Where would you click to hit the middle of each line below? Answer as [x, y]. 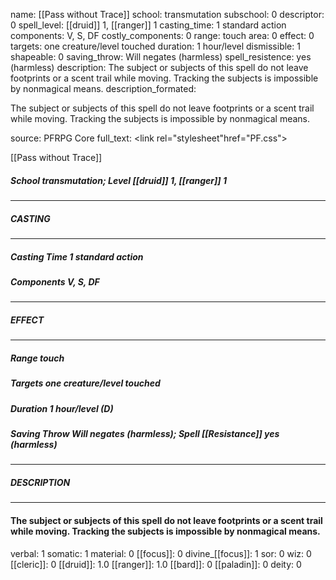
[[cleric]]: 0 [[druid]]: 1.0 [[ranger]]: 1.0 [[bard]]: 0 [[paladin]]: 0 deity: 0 [156, 564]
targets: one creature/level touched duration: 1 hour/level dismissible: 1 [155, 46]
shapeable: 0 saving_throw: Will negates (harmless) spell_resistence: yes [161, 57]
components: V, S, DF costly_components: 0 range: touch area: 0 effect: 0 [162, 35]
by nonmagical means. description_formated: [103, 88]
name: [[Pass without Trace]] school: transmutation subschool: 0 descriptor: [167, 14]
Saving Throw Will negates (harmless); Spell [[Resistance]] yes [145, 433]
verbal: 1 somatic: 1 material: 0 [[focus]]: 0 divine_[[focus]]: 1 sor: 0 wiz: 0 [161, 553]
